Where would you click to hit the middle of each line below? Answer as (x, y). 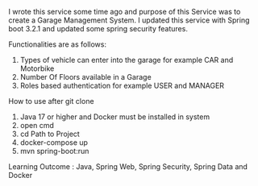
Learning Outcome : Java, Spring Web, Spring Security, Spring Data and (128, 167)
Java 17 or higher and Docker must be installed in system (115, 117)
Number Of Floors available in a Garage (85, 77)
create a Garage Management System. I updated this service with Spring (129, 20)
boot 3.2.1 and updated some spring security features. (98, 29)
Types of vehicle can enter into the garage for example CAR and (127, 60)
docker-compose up (54, 143)
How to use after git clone (51, 101)
